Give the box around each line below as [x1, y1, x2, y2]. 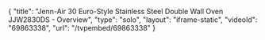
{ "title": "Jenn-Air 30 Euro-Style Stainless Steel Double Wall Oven [8, 7, 224, 16]
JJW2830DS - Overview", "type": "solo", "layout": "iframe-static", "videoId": [8, 15, 258, 24]
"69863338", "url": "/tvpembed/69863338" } [8, 24, 156, 32]
